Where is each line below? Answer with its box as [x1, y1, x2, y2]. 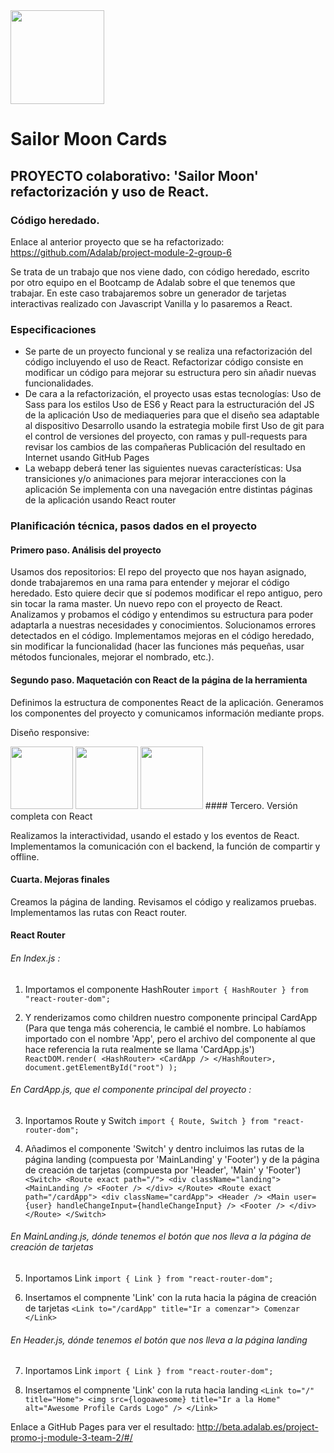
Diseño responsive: [10, 726, 90, 738]
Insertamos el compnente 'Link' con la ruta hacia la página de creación [24, 1291, 317, 1303]
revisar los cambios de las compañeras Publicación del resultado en [24, 441, 306, 453]
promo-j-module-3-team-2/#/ [10, 1432, 133, 1444]
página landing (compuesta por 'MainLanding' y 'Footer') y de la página [24, 1153, 320, 1165]
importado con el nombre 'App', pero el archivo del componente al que [24, 1032, 316, 1044]
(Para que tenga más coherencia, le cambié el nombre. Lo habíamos [24, 1022, 307, 1034]
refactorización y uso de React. [10, 183, 210, 200]
